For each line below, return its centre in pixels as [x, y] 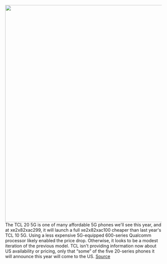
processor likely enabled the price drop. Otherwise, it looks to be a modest [82, 240]
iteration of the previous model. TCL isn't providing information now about [81, 246]
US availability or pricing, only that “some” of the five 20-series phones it [80, 251]
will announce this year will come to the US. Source [58, 256]
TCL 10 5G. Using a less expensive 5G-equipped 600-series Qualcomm [78, 235]
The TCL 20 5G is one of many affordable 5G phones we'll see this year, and [83, 225]
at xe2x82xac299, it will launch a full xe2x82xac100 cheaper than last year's [83, 230]
